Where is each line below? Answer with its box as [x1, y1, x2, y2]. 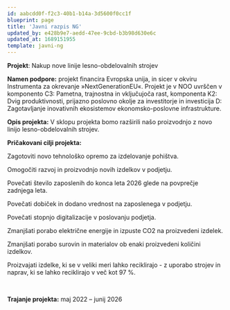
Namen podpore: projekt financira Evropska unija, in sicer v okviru [7, 75, 197, 83]
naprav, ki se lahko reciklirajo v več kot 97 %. [7, 268, 136, 276]
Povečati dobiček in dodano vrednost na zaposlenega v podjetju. [7, 200, 193, 208]
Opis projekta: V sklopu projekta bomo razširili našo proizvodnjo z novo [7, 118, 213, 126]
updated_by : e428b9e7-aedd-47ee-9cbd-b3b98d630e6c [7, 29, 157, 37]
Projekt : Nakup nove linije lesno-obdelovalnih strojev [7, 62, 159, 69]
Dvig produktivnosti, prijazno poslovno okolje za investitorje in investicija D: [7, 97, 222, 105]
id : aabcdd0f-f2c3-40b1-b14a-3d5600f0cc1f [7, 10, 132, 17]
